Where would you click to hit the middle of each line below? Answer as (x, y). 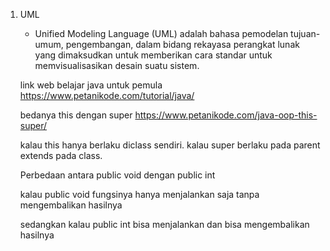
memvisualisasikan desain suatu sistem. (117, 65)
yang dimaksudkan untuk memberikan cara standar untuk (153, 55)
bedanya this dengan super (76, 115)
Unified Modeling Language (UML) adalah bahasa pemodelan (161, 33)
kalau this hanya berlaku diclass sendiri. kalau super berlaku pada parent (170, 145)
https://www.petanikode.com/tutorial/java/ (107, 95)
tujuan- (305, 33)
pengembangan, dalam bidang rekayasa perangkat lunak (182, 44)
